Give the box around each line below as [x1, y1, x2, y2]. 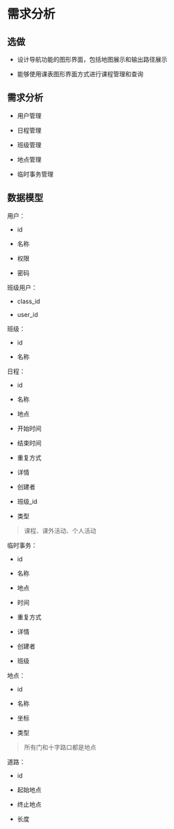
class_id [16, 297, 40, 305]
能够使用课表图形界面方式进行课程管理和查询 [16, 70, 144, 78]
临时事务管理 [16, 170, 53, 178]
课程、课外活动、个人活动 [23, 527, 97, 535]
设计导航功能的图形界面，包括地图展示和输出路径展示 [16, 56, 168, 63]
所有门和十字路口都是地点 [23, 743, 97, 751]
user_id [16, 310, 38, 318]
